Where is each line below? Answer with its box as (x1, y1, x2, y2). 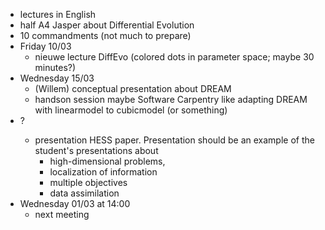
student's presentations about (34, 145, 159, 156)
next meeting (34, 209, 90, 220)
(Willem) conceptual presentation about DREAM (34, 83, 232, 94)
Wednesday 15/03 (19, 72, 95, 84)
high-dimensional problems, (49, 155, 166, 167)
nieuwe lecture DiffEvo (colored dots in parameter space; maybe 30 (34, 51, 315, 63)
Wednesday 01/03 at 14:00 (19, 198, 131, 209)
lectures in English (19, 9, 97, 20)
